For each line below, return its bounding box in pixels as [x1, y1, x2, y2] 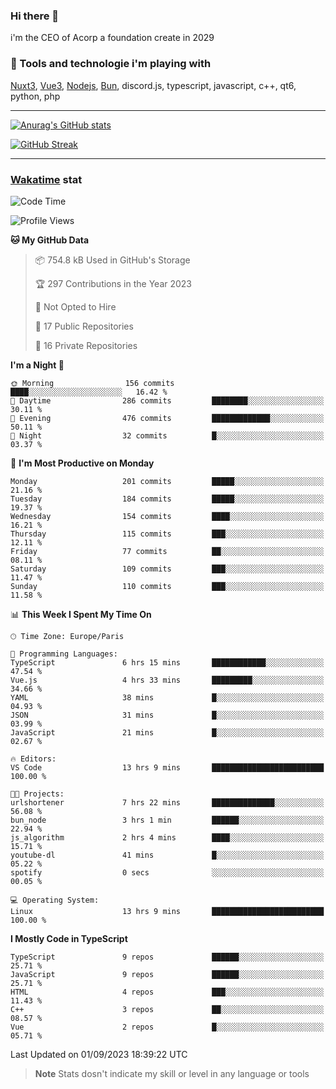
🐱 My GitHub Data [10, 234, 90, 246]
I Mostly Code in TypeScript [10, 932, 128, 944]
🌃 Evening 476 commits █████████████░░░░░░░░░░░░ [10, 413, 325, 423]
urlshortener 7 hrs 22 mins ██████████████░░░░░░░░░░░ [10, 797, 325, 808]
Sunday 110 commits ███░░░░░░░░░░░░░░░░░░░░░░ [10, 581, 325, 591]
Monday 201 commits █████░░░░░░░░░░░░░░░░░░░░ [10, 476, 325, 486]
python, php [10, 90, 61, 102]
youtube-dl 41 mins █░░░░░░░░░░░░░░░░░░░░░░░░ [10, 850, 325, 860]
